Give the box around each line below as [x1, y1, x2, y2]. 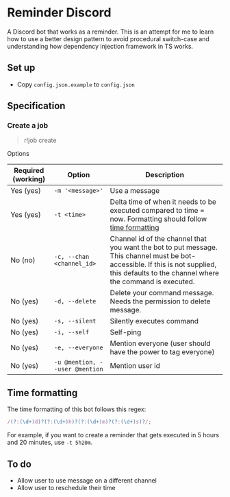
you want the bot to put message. [110, 242, 218, 252]
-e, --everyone [53, 344, 104, 351]
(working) [12, 174, 46, 184]
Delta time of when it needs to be [110, 197, 217, 207]
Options [7, 150, 29, 158]
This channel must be [110, 251, 179, 261]
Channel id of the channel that [110, 234, 207, 244]
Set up [7, 62, 36, 73]
